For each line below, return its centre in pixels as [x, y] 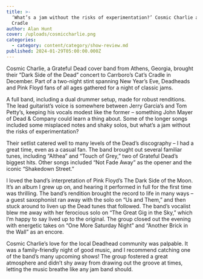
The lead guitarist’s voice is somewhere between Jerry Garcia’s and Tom [97, 106]
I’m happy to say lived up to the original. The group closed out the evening [99, 219]
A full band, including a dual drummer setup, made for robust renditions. [96, 99]
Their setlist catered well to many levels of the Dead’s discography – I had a [100, 143]
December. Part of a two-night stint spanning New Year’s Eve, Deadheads [98, 81]
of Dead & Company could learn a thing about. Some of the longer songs [97, 118]
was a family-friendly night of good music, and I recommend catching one [98, 250]
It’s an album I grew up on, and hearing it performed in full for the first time [99, 187]
